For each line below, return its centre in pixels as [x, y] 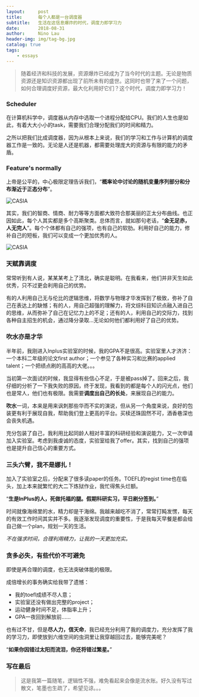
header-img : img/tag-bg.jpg [41, 39]
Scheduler [21, 104]
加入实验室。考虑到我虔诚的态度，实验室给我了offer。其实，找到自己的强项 [98, 440]
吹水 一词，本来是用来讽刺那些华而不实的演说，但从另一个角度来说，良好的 [97, 405]
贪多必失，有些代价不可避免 [46, 556]
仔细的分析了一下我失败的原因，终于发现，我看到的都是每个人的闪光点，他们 [99, 385]
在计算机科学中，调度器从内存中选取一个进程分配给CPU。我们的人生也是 [95, 117]
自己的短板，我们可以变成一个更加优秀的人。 [65, 235]
